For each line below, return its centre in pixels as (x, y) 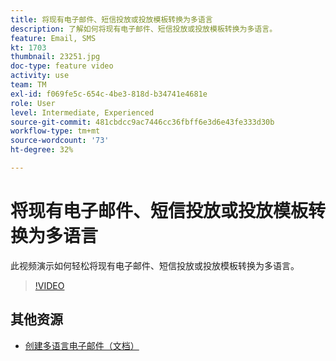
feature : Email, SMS (53, 38)
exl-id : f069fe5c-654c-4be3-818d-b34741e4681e (109, 94)
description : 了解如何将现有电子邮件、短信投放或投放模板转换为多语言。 (144, 29)
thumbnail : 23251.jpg (55, 57)
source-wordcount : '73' (60, 141)
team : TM (28, 85)
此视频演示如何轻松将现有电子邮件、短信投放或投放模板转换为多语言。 (155, 265)
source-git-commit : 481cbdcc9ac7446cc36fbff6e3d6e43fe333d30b (142, 122)
